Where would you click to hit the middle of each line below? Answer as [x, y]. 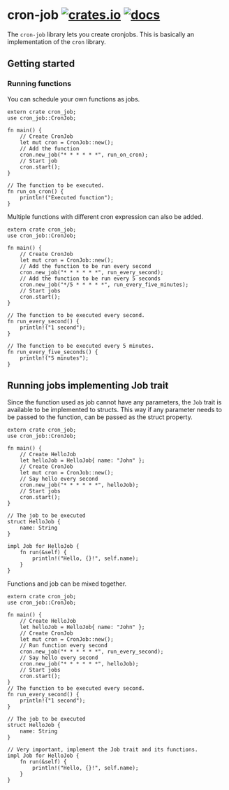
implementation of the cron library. [57, 41]
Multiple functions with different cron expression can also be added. [105, 216]
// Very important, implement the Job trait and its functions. [103, 750]
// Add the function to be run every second [86, 266]
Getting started [41, 64]
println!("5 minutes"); [54, 358]
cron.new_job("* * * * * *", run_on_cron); [84, 155]
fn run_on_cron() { [36, 191]
